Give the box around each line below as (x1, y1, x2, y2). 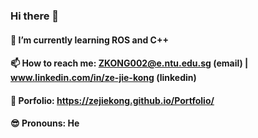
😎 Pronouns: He (10, 117, 80, 129)
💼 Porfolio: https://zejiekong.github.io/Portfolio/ (10, 94, 215, 106)
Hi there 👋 (10, 9, 60, 23)
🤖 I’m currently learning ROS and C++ (10, 34, 169, 46)
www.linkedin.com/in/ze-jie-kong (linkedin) (10, 72, 197, 84)
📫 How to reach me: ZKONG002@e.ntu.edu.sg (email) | (10, 57, 249, 69)
